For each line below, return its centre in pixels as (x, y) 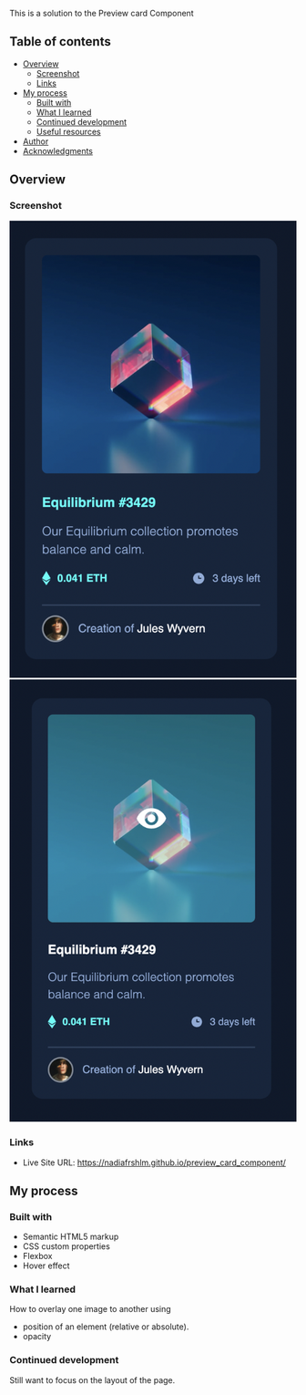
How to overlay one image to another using (90, 1309)
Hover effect (46, 1266)
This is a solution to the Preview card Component (102, 13)
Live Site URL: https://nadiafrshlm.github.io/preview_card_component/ (154, 1162)
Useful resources (69, 131)
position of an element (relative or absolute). (106, 1327)
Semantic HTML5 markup (71, 1237)
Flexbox (37, 1256)
